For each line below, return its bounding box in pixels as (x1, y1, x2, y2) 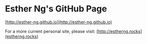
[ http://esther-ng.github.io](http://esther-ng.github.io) (5, 19, 113, 25)
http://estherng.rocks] (98, 28, 142, 34)
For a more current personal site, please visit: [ (5, 28, 98, 34)
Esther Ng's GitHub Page (5, 3, 107, 14)
